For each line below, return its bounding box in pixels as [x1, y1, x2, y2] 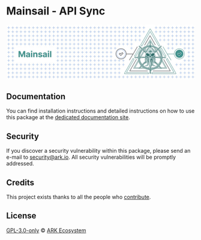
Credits [6, 177, 35, 188]
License [6, 211, 37, 221]
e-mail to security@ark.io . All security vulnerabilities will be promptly [6, 153, 176, 161]
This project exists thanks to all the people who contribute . [6, 194, 151, 201]
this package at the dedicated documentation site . [6, 114, 130, 121]
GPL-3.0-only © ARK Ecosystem [6, 227, 86, 234]
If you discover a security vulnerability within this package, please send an [6, 147, 191, 155]
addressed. [6, 160, 34, 167]
